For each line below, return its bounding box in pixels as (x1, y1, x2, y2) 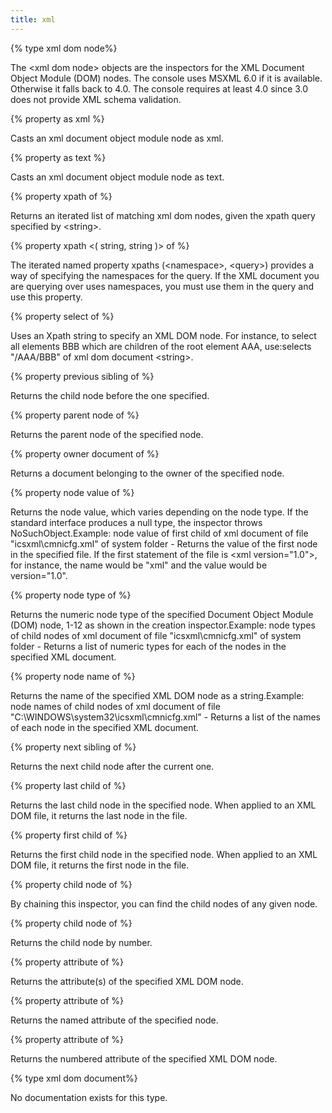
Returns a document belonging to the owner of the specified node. (10, 467, 285, 479)
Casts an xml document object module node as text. (10, 171, 225, 183)
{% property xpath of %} (10, 190, 113, 202)
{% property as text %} (10, 151, 107, 163)
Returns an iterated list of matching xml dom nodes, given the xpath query (10, 209, 316, 221)
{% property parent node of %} (10, 409, 140, 421)
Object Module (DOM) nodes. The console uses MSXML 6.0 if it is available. (10, 72, 323, 84)
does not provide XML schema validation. (10, 93, 182, 105)
